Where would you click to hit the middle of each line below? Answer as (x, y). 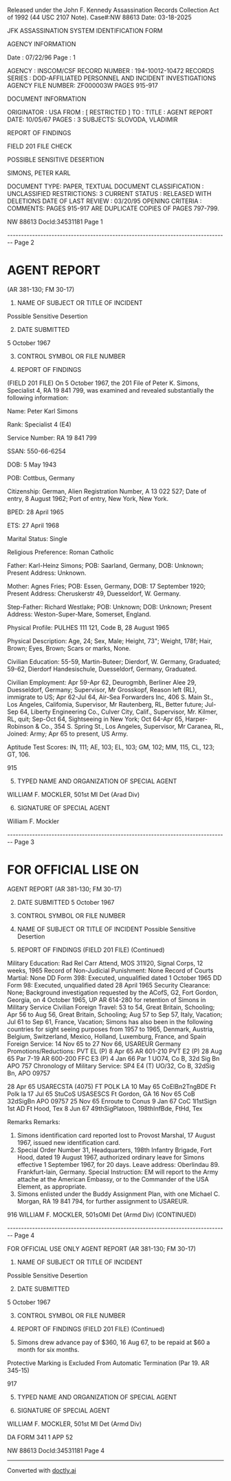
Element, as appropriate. (52, 1186)
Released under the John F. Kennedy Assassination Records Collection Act (113, 10)
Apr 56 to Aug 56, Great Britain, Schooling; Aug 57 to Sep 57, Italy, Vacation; (115, 1014)
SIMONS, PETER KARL (39, 173)
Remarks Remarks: (34, 1121)
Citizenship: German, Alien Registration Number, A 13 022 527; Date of (107, 491)
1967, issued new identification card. (68, 1142)
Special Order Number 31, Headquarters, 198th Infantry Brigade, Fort (114, 1150)
